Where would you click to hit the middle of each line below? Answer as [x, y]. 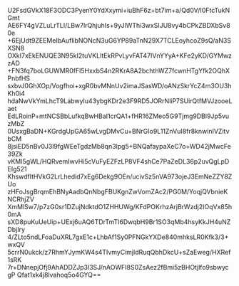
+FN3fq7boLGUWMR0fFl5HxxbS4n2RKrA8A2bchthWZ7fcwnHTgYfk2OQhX [119, 71]
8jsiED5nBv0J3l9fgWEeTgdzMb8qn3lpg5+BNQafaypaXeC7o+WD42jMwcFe [119, 146]
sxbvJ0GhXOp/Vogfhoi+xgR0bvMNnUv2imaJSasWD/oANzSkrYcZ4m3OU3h [119, 86]
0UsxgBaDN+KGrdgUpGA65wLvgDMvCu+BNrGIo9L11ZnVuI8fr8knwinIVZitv [118, 131]
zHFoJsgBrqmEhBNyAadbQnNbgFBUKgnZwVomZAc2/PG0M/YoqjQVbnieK [118, 192]
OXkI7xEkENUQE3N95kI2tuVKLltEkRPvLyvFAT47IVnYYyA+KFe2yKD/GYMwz [120, 55]
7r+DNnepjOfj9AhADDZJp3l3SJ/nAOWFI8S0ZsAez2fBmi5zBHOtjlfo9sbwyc [118, 267]
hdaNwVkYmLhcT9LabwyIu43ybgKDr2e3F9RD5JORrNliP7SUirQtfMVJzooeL [120, 101]
